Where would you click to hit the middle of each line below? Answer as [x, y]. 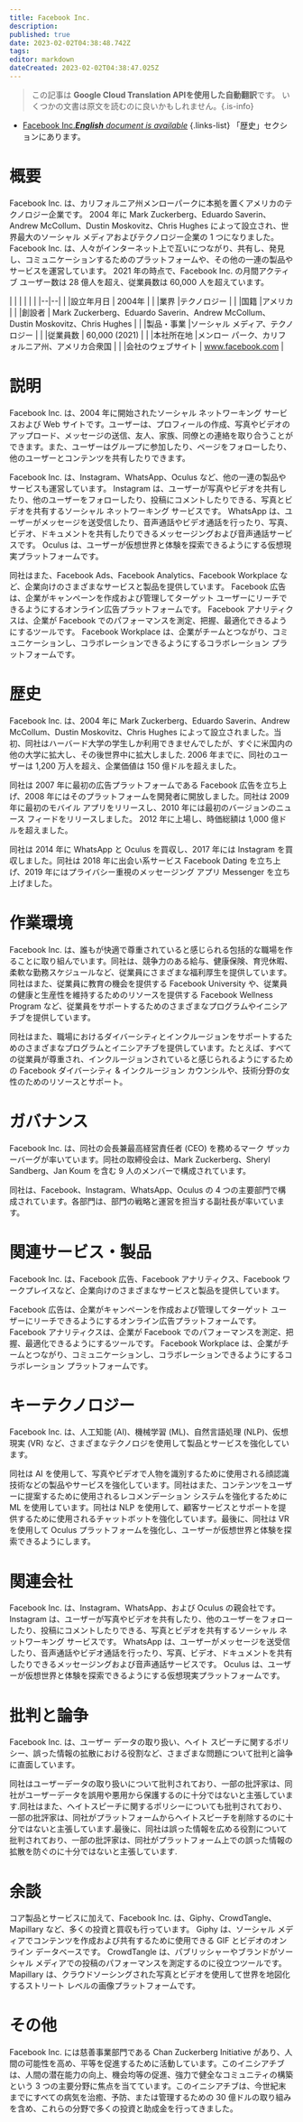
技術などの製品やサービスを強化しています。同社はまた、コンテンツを [139, 1485]
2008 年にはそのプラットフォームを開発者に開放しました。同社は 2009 [157, 796]
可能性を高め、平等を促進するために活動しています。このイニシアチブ [155, 2063]
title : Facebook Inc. [50, 18]
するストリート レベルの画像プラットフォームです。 [105, 1986]
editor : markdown [42, 60]
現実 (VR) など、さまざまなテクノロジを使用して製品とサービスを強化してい [150, 1444]
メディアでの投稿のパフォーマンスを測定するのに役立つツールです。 [161, 1963]
